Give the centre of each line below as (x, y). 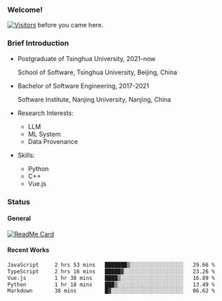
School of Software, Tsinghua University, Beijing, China (97, 72)
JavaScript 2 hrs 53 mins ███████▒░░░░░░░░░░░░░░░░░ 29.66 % (111, 265)
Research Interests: (45, 113)
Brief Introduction (38, 44)
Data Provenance (53, 141)
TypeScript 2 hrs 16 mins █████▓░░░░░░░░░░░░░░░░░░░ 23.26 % (111, 272)
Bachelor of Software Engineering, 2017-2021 (83, 86)
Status (19, 201)
